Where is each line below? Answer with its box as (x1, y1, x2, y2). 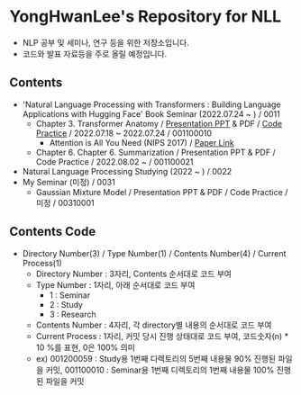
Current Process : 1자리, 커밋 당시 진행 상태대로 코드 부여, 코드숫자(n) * (35, 330, 289, 341)
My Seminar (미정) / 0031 (22, 176, 115, 187)
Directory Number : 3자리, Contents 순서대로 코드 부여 (35, 268, 233, 279)
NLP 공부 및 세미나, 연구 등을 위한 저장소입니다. (22, 37, 189, 48)
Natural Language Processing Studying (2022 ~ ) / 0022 (22, 166, 233, 176)
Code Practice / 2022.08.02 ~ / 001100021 (35, 156, 194, 167)
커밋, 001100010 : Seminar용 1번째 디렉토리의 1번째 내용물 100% (45, 364, 275, 375)
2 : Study (49, 299, 84, 310)
